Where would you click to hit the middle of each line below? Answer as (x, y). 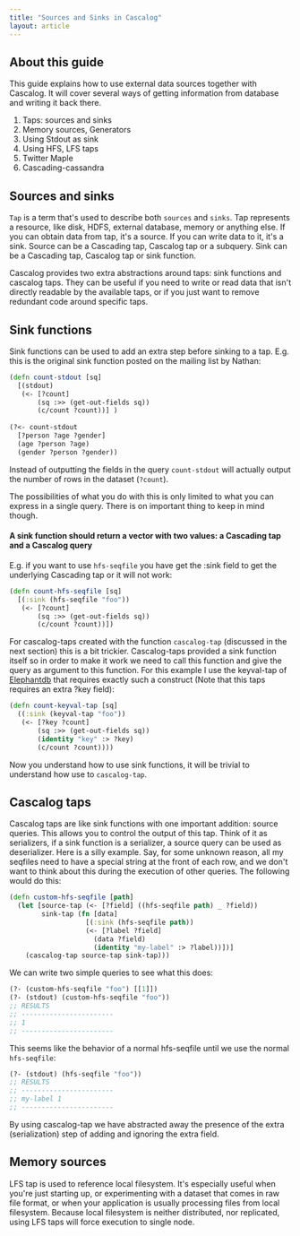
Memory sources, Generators (77, 130)
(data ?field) (120, 939)
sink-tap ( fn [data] (80, 914)
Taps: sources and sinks (67, 120)
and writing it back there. (56, 103)
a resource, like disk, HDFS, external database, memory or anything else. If (147, 227)
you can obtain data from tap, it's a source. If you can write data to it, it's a (146, 237)
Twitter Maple (47, 159)
